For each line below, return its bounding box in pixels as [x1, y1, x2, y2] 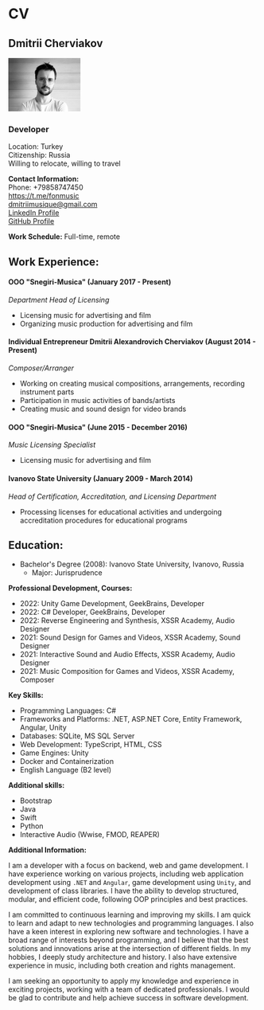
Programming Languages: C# [19, 706, 117, 715]
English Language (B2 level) [19, 765, 112, 775]
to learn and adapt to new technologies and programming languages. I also [8, 918, 254, 928]
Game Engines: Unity [19, 748, 89, 757]
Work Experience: [8, 255, 99, 268]
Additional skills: [8, 781, 65, 790]
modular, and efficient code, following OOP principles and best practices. [8, 895, 248, 904]
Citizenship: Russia [8, 151, 71, 160]
